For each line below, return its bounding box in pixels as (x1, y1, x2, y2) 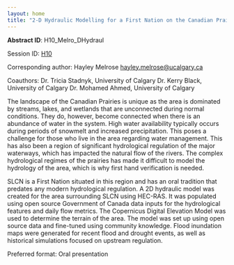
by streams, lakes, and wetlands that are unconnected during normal (7, 104, 205, 113)
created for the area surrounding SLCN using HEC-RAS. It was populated (7, 192, 217, 200)
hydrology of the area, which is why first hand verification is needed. (7, 163, 204, 172)
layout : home (7, 10, 45, 17)
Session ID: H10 (7, 49, 52, 58)
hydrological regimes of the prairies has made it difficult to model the (7, 156, 205, 164)
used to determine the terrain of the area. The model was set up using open (7, 214, 225, 223)
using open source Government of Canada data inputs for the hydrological (7, 199, 221, 207)
